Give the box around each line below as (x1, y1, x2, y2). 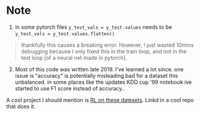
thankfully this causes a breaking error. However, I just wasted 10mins (20, 41, 194, 49)
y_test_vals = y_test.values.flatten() (14, 31, 115, 37)
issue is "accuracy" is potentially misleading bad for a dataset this (14, 72, 178, 79)
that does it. (6, 102, 36, 110)
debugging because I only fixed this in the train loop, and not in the (20, 47, 187, 55)
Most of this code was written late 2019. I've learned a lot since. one (14, 65, 184, 72)
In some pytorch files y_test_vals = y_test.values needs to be (14, 23, 172, 31)
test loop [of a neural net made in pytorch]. (20, 54, 127, 61)
